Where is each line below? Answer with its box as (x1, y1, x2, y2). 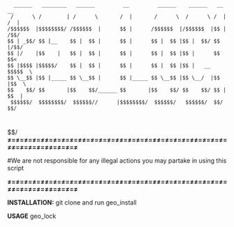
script (7, 164, 24, 172)
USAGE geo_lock (7, 212, 57, 220)
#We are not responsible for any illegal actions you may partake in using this (7, 156, 227, 165)
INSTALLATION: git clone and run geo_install (7, 198, 137, 207)
